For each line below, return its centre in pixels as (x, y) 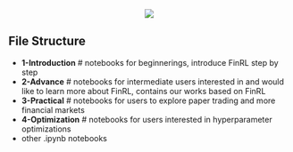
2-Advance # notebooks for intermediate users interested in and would (153, 81)
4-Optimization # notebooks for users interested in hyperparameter (147, 119)
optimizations (46, 129)
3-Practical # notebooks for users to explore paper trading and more (148, 100)
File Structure (47, 41)
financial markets (53, 109)
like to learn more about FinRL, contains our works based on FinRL (143, 91)
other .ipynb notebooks (64, 138)
